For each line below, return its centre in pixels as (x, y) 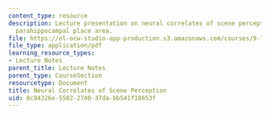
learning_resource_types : (51, 53)
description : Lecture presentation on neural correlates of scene (122, 23)
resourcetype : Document (48, 83)
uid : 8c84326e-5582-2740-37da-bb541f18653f (82, 98)
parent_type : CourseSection (55, 75)
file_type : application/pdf (55, 46)
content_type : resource (48, 16)
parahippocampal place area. (64, 31)
